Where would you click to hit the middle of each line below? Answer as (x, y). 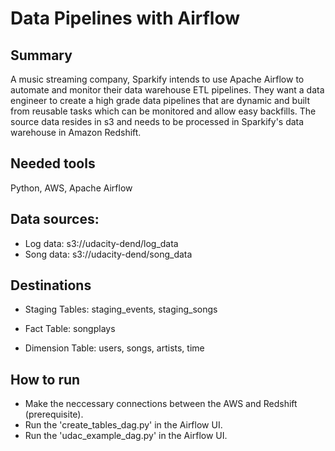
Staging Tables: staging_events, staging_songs (121, 309)
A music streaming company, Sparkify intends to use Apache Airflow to (157, 79)
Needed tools (53, 163)
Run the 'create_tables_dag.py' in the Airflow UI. (123, 425)
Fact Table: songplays (70, 329)
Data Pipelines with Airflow (125, 18)
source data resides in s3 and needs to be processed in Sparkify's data (157, 121)
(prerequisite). (54, 414)
